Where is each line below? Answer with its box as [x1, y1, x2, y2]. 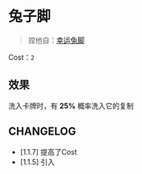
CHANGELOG [8, 125, 76, 139]
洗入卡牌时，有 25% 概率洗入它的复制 [8, 101, 134, 111]
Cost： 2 [8, 52, 34, 62]
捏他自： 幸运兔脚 [27, 35, 85, 45]
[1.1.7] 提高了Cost [19, 147, 78, 156]
